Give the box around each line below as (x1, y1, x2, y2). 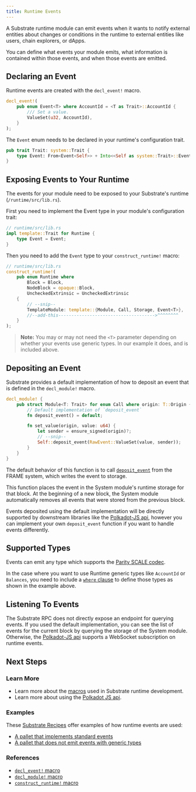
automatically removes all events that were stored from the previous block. (6, 496, 185, 503)
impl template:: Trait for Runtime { (6, 230, 95, 236)
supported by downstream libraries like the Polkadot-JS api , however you (6, 514, 183, 521)
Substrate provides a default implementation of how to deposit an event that (6, 378, 189, 385)
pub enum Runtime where (16, 274, 75, 280)
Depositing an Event (6, 363, 81, 373)
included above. (20, 346, 60, 353)
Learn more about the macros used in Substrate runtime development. (14, 687, 184, 694)
